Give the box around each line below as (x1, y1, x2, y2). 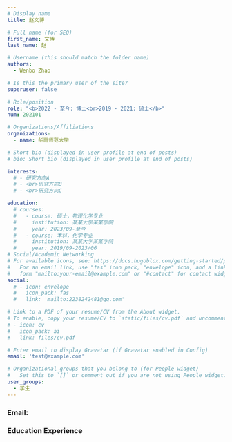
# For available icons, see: (7, 258, 91, 265)
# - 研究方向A (13, 174, 50, 182)
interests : (7, 168, 39, 175)
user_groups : (7, 378, 45, 385)
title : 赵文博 (7, 17, 45, 23)
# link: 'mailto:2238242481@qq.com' (13, 296, 126, 303)
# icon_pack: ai (7, 327, 60, 335)
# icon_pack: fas (13, 289, 70, 297)
